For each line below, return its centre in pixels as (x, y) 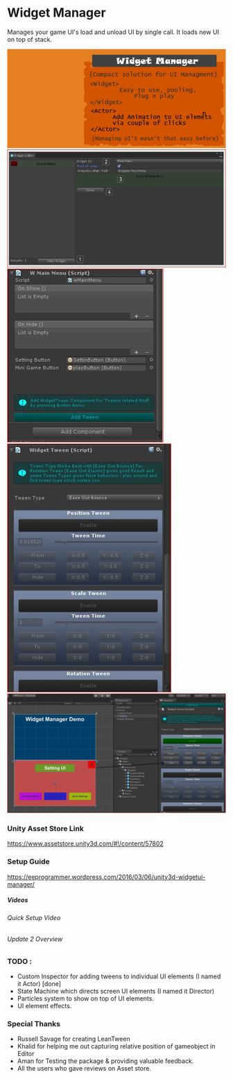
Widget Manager (57, 13)
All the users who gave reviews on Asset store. (84, 1069)
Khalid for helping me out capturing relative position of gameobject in (116, 1046)
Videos (18, 900)
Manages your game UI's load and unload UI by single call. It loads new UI (113, 32)
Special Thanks (34, 1024)
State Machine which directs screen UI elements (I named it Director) (116, 992)
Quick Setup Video (34, 917)
